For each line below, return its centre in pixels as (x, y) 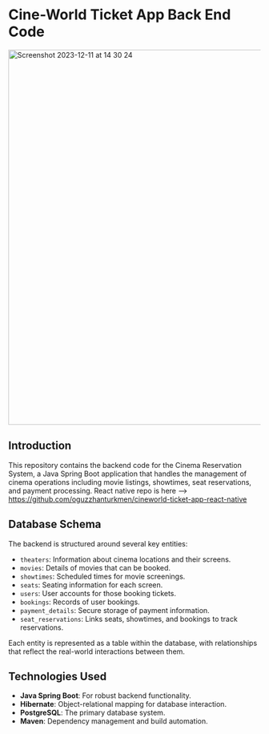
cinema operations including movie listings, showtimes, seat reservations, (130, 482)
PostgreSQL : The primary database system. (92, 713)
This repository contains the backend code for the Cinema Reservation (125, 465)
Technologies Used (57, 676)
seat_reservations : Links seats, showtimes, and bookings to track (128, 619)
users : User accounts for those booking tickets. (98, 593)
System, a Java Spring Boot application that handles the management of (127, 474)
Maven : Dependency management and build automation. (114, 721)
